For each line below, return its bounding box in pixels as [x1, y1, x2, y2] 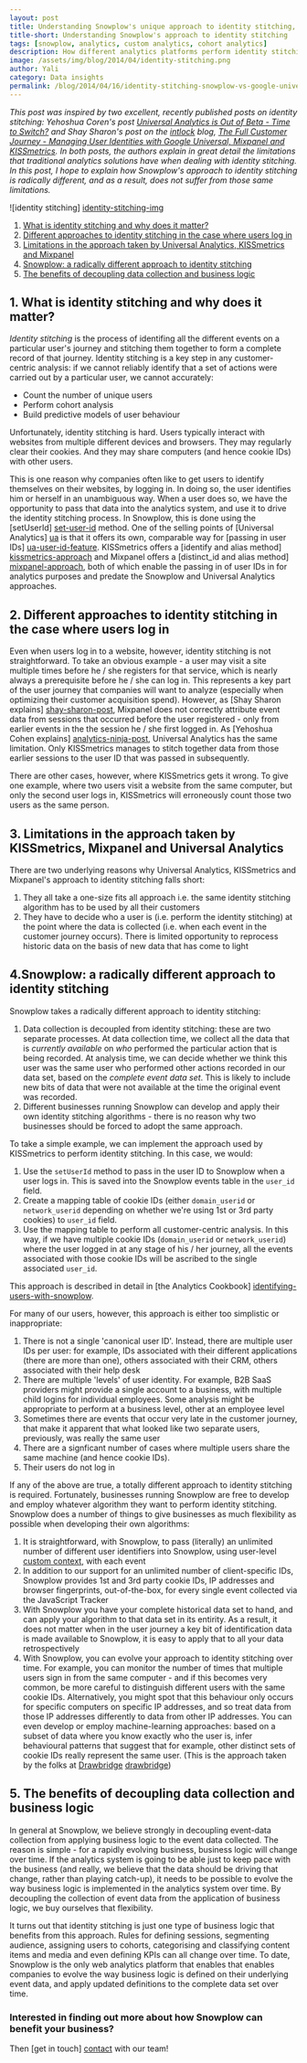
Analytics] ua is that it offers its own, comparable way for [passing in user [9, 532, 287, 543]
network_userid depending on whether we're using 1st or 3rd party [22, 1204, 274, 1215]
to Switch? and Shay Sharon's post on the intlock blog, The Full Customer [9, 125, 288, 137]
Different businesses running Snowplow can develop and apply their [22, 1101, 281, 1112]
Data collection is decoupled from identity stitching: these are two [22, 1023, 271, 1034]
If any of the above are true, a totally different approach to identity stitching [9, 1479, 292, 1491]
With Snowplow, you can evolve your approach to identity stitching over [22, 1652, 293, 1663]
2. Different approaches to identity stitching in [9, 607, 279, 623]
